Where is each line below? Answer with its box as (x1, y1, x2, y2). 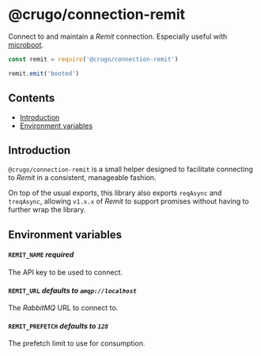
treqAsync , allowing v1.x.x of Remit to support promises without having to (8, 197, 249, 206)
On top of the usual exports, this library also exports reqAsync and (8, 188, 222, 198)
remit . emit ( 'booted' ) (8, 69, 80, 77)
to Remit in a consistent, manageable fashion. (8, 173, 157, 182)
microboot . (8, 39, 44, 49)
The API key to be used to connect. (8, 267, 123, 277)
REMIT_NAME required (8, 250, 74, 260)
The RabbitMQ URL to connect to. (8, 303, 119, 313)
